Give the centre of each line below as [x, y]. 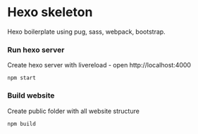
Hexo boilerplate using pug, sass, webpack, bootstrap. [86, 32]
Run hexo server [36, 50]
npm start [22, 78]
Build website [31, 95]
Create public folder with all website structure [73, 111]
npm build [22, 123]
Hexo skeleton [50, 12]
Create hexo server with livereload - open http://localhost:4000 [99, 65]
